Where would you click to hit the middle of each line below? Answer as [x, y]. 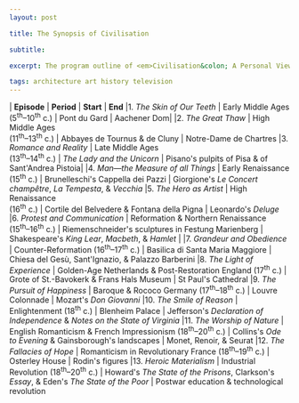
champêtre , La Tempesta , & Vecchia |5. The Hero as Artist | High [128, 189]
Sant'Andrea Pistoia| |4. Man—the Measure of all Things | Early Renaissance [149, 168]
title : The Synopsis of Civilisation [79, 33]
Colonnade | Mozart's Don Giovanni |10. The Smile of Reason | [124, 300]
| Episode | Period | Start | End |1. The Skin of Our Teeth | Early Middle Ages [149, 107]
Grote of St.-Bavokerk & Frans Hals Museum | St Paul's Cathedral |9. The [143, 279]
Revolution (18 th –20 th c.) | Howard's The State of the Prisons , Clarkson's [142, 371]
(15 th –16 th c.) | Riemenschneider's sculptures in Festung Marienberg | [137, 229]
